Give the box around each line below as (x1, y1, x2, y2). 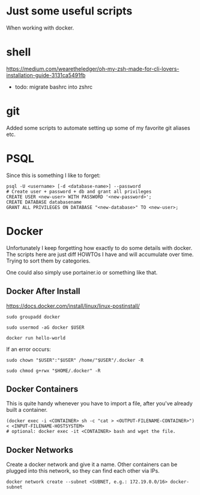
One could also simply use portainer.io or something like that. (6, 269, 158, 276)
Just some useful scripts (6, 4, 133, 18)
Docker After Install (6, 286, 80, 296)
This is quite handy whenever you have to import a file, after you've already (6, 400, 193, 407)
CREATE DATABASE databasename (6, 199, 82, 205)
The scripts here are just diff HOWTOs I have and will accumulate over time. (6, 251, 194, 258)
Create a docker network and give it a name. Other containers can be (6, 461, 178, 468)
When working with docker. (6, 24, 74, 31)
